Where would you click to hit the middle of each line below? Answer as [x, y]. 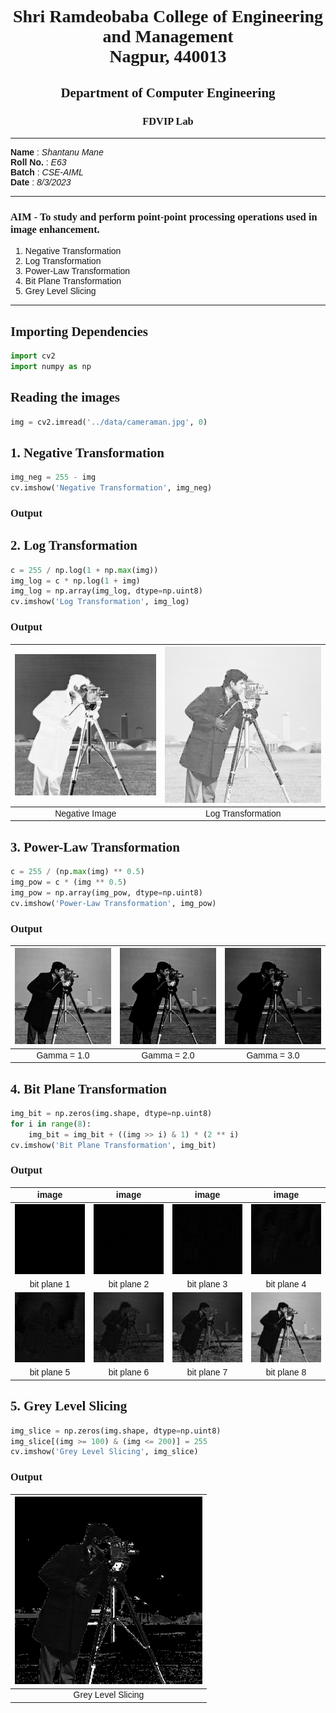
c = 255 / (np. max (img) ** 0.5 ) [77, 872]
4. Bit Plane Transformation [89, 1089]
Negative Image [85, 813]
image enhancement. [55, 229]
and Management [168, 36]
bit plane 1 [50, 1284]
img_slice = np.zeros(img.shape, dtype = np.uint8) [116, 1431]
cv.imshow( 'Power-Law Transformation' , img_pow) [113, 903]
